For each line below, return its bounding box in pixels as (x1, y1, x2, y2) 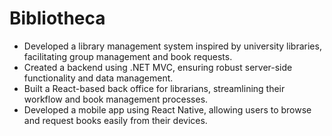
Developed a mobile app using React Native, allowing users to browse (23, 103, 312, 116)
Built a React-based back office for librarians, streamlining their (23, 82, 286, 94)
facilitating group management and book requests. (23, 50, 233, 62)
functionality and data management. (23, 72, 174, 84)
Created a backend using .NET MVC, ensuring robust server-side (23, 61, 293, 73)
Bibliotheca (9, 7, 106, 30)
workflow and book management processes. (23, 93, 209, 105)
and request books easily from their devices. (23, 114, 208, 126)
